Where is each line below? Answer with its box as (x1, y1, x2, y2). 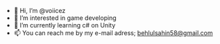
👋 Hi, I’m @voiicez (13, 7, 66, 14)
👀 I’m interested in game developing (13, 14, 117, 22)
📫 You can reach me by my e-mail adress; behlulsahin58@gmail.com (13, 29, 213, 37)
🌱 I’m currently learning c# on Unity (13, 21, 116, 29)
